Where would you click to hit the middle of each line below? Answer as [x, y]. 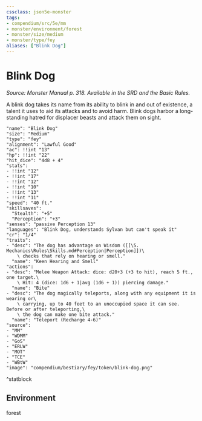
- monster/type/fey [31, 40]
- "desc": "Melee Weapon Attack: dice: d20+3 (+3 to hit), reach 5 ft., [100, 272]
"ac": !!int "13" [28, 149]
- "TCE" [16, 357]
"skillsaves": [24, 208]
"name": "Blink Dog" [32, 128]
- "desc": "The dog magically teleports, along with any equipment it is [101, 293]
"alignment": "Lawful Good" [42, 144]
